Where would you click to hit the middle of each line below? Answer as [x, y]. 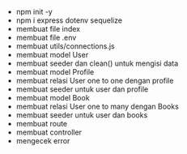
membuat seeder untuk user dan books [82, 115]
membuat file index [48, 29]
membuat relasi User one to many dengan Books [98, 106]
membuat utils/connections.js [65, 46]
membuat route [42, 124]
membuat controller [49, 132]
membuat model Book [53, 98]
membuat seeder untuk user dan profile [82, 89]
